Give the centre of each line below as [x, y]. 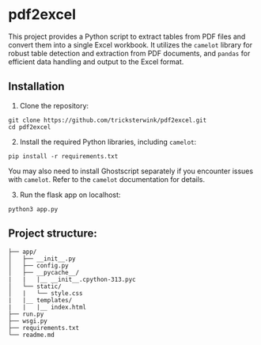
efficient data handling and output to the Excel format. [96, 62]
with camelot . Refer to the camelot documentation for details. [107, 179]
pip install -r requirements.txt [63, 156]
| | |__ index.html [47, 307]
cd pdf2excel [30, 127]
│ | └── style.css [45, 293]
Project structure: [53, 234]
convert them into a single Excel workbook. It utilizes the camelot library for [130, 44]
